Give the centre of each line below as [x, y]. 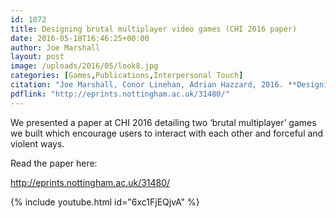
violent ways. [37, 143]
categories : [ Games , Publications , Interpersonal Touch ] [127, 76]
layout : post [37, 57]
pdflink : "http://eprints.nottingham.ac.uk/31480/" [120, 94]
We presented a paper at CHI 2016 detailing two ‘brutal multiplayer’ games [163, 122]
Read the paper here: [54, 163]
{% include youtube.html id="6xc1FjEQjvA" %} [105, 202]
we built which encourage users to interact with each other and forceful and [167, 133]
